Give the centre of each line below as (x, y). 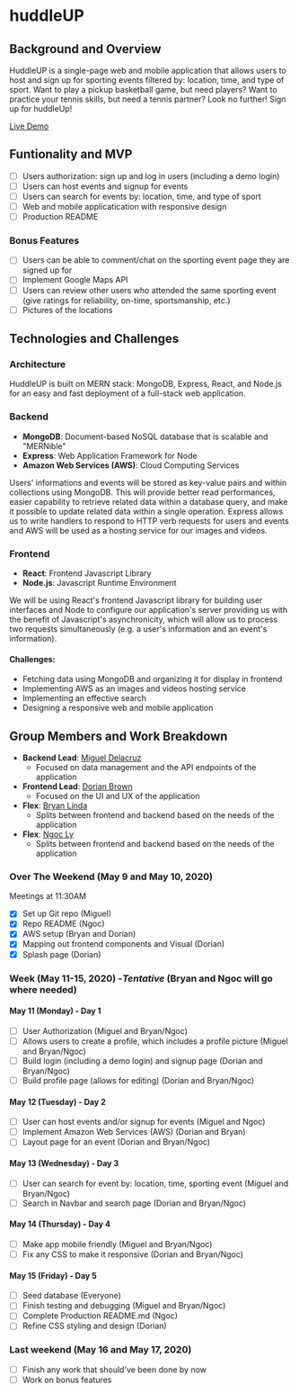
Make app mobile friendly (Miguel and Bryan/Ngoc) (117, 1244)
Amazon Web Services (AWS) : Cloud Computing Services (131, 465)
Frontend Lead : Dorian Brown (77, 786)
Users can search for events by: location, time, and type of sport (142, 196)
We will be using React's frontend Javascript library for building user (136, 600)
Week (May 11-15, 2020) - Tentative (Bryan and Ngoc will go (141, 978)
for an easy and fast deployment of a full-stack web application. (128, 393)
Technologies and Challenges (94, 339)
